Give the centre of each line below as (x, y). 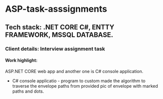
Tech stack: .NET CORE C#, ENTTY (60, 27)
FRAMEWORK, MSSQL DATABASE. (59, 35)
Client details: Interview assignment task (55, 49)
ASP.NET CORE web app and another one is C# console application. (74, 71)
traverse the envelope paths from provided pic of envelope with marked (85, 86)
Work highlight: (21, 60)
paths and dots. (28, 91)
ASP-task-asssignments (56, 9)
